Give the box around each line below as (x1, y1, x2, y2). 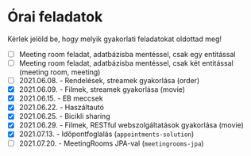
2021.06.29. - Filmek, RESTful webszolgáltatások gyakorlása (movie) (18, 120, 244, 130)
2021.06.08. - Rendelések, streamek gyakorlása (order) (18, 76, 200, 86)
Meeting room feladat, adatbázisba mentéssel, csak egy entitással (18, 49, 236, 59)
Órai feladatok (7, 8, 103, 26)
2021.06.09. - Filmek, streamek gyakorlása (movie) (18, 85, 186, 94)
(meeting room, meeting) (18, 67, 101, 77)
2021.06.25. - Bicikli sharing (18, 112, 110, 121)
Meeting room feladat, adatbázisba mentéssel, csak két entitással (18, 59, 234, 67)
